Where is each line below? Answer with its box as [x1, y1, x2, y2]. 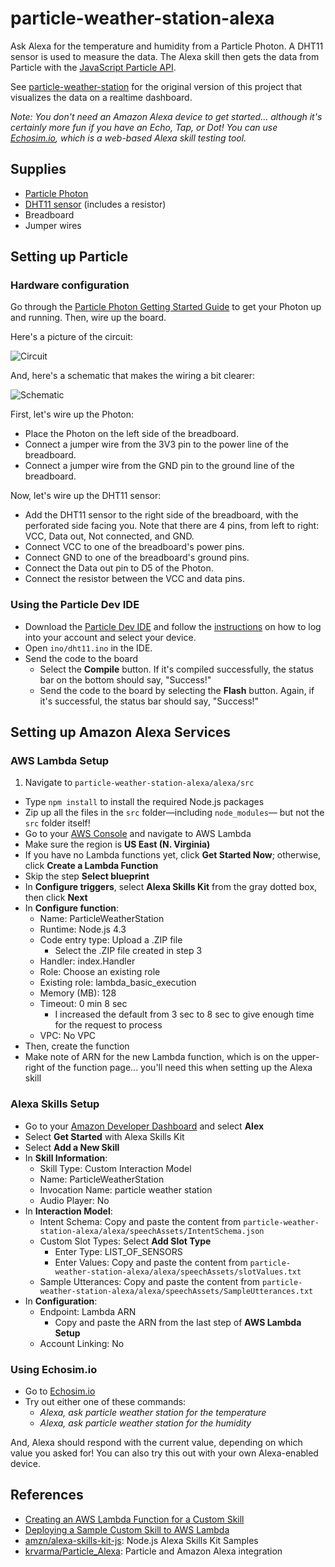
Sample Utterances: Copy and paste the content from [39, 1275, 261, 1287]
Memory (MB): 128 [39, 987, 117, 999]
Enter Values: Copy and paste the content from [54, 1256, 248, 1268]
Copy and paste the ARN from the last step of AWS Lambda [54, 1316, 302, 1328]
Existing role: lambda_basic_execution [39, 977, 197, 989]
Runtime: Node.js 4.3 [39, 923, 127, 936]
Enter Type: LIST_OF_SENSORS [54, 1245, 183, 1257]
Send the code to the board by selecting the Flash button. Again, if [39, 684, 315, 696]
